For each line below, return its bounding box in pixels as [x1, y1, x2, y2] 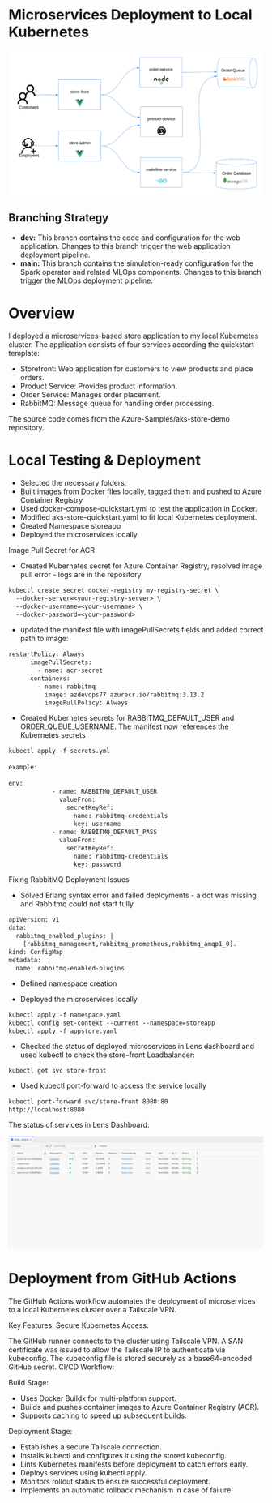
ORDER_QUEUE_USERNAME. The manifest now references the [19, 722, 229, 731]
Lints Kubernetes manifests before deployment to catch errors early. [19, 1459, 249, 1469]
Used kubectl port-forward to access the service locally [19, 1081, 206, 1090]
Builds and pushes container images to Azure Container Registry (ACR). [19, 1402, 260, 1411]
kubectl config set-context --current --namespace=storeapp [8, 1019, 216, 1027]
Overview [8, 304, 75, 322]
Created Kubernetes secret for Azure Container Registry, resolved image [19, 561, 263, 571]
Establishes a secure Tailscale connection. [19, 1441, 162, 1452]
